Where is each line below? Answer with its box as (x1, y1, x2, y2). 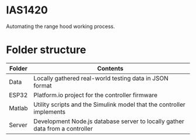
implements (33, 107, 66, 116)
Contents (97, 64, 124, 72)
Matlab (9, 104, 28, 112)
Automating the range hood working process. (6, 23, 116, 30)
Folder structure (6, 43, 86, 57)
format (33, 81, 52, 89)
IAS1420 (6, 3, 48, 17)
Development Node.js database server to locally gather (33, 117, 185, 125)
